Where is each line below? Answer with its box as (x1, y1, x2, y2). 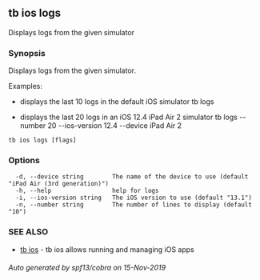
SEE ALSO (8, 226, 49, 238)
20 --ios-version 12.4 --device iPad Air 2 (47, 121, 182, 130)
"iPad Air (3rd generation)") (8, 180, 110, 188)
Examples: (8, 82, 42, 91)
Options (8, 155, 40, 166)
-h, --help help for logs (15, 187, 159, 195)
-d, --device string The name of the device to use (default (15, 173, 249, 181)
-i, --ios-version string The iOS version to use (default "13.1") (15, 194, 252, 202)
